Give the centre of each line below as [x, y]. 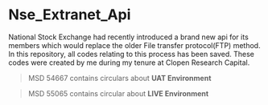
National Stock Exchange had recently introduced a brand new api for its [129, 37]
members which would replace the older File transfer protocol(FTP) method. [134, 45]
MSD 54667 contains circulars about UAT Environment [120, 78]
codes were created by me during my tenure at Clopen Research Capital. [129, 63]
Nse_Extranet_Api [70, 15]
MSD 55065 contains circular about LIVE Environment [118, 93]
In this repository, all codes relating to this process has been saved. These [132, 54]
